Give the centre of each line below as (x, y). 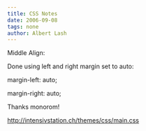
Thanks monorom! (34, 107)
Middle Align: (26, 53)
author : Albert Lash (37, 33)
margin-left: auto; (32, 80)
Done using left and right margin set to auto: (71, 66)
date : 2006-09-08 (32, 20)
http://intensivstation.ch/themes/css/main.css (73, 121)
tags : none (23, 26)
